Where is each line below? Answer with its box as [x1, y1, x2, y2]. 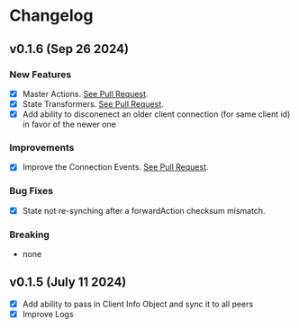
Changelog [9, 5, 94, 26]
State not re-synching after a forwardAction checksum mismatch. [22, 205, 266, 216]
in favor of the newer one [22, 119, 117, 130]
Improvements [9, 141, 75, 154]
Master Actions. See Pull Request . [22, 88, 149, 99]
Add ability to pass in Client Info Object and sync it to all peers [22, 298, 254, 309]
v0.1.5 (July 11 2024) [9, 275, 127, 290]
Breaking [9, 228, 50, 241]
